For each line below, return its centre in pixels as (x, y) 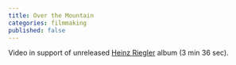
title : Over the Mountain (51, 15)
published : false (37, 30)
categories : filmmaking (48, 23)
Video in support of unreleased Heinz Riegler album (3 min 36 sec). (118, 53)
